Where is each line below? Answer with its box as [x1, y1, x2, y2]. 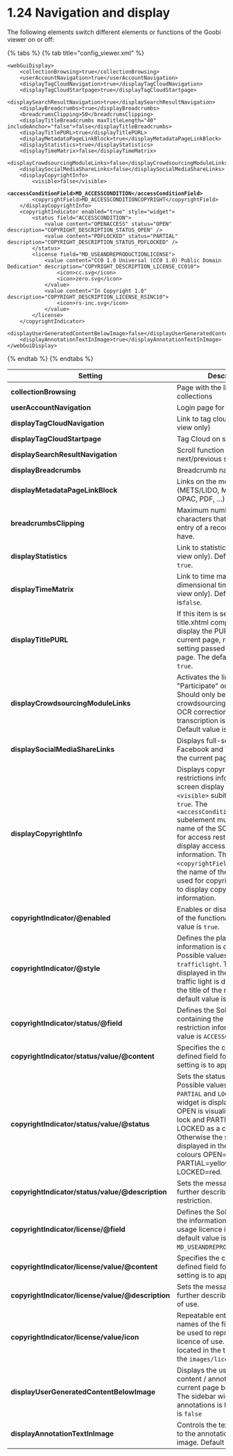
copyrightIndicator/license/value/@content [10, 1261, 158, 1271]
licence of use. [176, 1336, 225, 1346]
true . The [176, 799, 208, 808]
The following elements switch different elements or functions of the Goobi [7, 28, 221, 36]
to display [176, 884, 209, 894]
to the [176, 1428, 196, 1438]
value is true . [176, 922, 220, 931]
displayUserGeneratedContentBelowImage [10, 1386, 156, 1396]
